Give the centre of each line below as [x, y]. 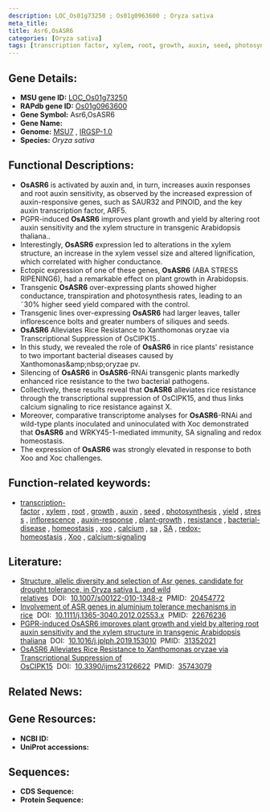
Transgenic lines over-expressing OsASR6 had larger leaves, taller [130, 312]
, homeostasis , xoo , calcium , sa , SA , [112, 528]
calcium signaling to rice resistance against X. [96, 406]
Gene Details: [43, 78]
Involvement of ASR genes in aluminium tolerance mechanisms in [128, 606]
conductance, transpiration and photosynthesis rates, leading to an [131, 296]
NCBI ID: [35, 738]
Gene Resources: [52, 719]
